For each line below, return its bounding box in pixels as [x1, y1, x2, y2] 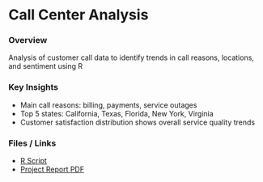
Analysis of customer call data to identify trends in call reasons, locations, [8, 53, 255, 62]
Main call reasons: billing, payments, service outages [19, 99, 197, 110]
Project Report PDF [19, 164, 85, 175]
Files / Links [8, 138, 57, 149]
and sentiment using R [8, 61, 83, 71]
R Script [19, 156, 47, 166]
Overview [8, 35, 48, 46]
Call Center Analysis [8, 6, 149, 24]
